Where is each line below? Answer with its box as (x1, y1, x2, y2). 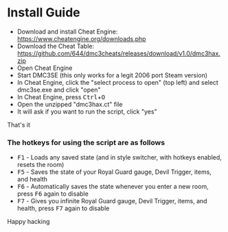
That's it (7, 120, 31, 129)
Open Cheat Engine (16, 64, 73, 72)
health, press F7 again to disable (16, 204, 110, 213)
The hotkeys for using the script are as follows (7, 138, 166, 147)
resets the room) (16, 161, 65, 169)
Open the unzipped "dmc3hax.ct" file (16, 100, 123, 108)
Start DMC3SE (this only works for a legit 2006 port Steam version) (16, 70, 208, 79)
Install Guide (7, 5, 80, 21)
